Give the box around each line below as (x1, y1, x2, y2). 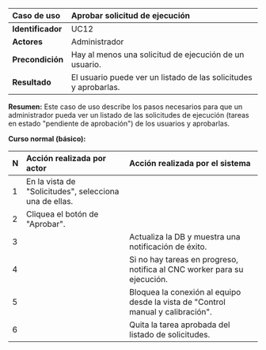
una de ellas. (26, 196, 74, 206)
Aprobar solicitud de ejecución (70, 10, 191, 21)
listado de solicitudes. (129, 329, 211, 340)
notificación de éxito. (129, 241, 207, 252)
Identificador (12, 24, 63, 34)
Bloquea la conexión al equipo (129, 287, 241, 297)
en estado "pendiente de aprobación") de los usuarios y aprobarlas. (8, 119, 230, 128)
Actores (12, 36, 44, 47)
